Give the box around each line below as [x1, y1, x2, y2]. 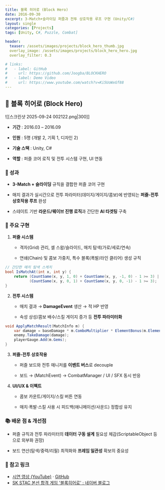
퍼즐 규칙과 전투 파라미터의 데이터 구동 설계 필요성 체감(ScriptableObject [12, 431, 152, 437]
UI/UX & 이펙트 [12, 383, 42, 389]
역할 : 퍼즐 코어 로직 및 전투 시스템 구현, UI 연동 [12, 155, 103, 161]
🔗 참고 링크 [5, 461, 29, 468]
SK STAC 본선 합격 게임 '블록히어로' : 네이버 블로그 [12, 480, 110, 486]
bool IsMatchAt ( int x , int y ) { [5, 269, 71, 274]
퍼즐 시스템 [12, 234, 33, 240]
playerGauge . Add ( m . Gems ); [14, 338, 67, 342]
